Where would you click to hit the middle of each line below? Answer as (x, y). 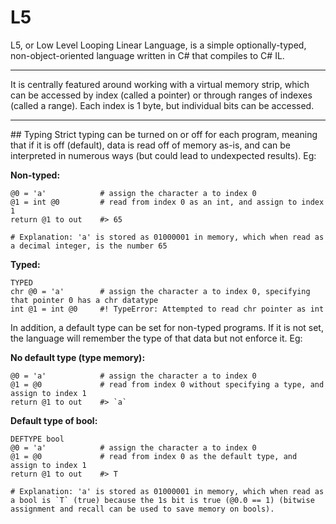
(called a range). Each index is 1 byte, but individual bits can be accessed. (162, 105)
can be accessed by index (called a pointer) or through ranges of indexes (161, 95)
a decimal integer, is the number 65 (89, 246)
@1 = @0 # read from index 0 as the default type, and (154, 456)
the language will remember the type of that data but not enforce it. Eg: (156, 338)
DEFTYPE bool (37, 439)
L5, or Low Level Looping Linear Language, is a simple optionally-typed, (158, 45)
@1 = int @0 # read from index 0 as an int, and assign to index (167, 202)
